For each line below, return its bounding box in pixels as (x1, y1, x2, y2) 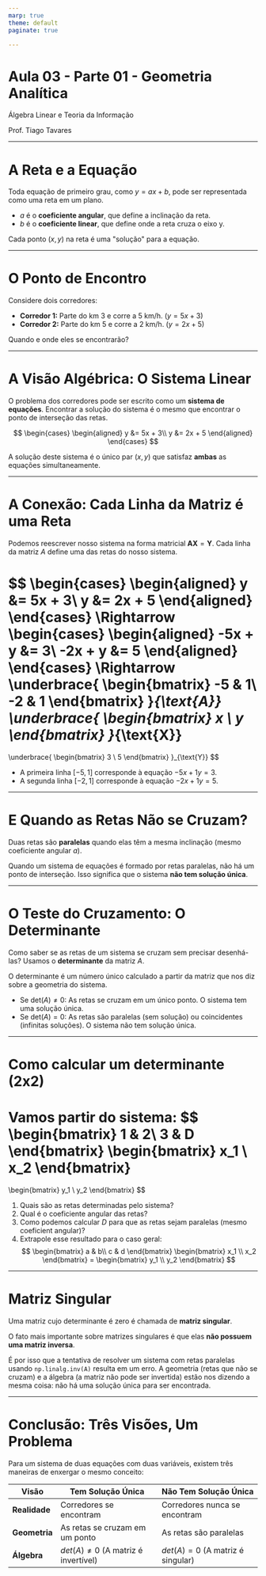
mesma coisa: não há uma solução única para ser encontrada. (8, 1380, 211, 1390)
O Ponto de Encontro (8, 270, 147, 287)
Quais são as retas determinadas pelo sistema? (19, 1201, 174, 1210)
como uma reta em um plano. (8, 196, 104, 205)
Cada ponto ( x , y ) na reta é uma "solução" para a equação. (8, 234, 200, 244)
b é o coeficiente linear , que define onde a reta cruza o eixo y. (19, 219, 226, 229)
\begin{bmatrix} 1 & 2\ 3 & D (8, 1126, 196, 1144)
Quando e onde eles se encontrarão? (8, 335, 129, 344)
